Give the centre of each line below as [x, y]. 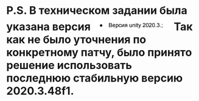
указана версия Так [100, 27]
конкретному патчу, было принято [99, 53]
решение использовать [69, 66]
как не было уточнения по [76, 40]
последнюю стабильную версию [95, 78]
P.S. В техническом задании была [97, 11]
